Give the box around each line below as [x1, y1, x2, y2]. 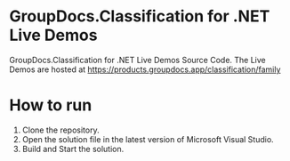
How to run [9, 95, 93, 116]
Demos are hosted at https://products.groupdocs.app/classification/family [9, 64, 281, 75]
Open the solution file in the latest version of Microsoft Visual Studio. [21, 133, 274, 144]
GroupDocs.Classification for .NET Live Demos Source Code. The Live [9, 54, 267, 65]
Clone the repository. [21, 125, 100, 135]
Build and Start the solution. [21, 143, 125, 154]
